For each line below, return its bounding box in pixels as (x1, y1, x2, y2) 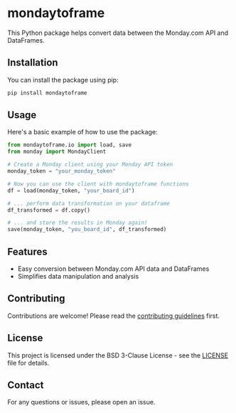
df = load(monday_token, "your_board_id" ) (7, 187, 135, 194)
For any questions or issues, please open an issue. (7, 398, 156, 407)
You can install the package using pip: (7, 75, 119, 84)
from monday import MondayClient (7, 148, 107, 156)
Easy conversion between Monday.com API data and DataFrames (17, 264, 210, 273)
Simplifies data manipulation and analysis (17, 272, 139, 280)
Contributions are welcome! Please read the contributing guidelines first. (7, 311, 220, 320)
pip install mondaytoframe (7, 89, 87, 97)
